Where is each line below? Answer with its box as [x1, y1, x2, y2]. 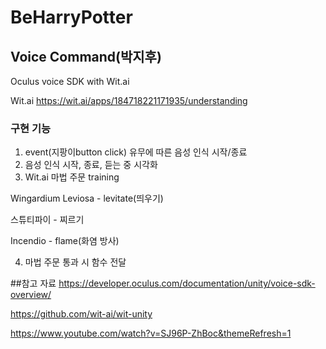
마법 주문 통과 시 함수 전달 [24, 256, 127, 268]
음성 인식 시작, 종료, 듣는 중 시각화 [24, 159, 158, 171]
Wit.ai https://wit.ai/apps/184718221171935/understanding [10, 95, 248, 106]
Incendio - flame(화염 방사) [10, 235, 120, 247]
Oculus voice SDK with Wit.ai [10, 76, 130, 87]
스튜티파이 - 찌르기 [10, 214, 85, 226]
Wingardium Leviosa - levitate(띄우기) [10, 192, 164, 205]
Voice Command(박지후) [10, 48, 162, 65]
